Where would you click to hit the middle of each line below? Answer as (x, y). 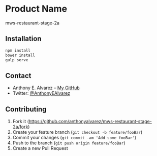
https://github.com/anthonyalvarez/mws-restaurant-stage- (90, 121)
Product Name (36, 9)
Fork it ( (21, 121)
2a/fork (20, 127)
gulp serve (17, 60)
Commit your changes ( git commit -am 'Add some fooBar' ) (74, 138)
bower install (20, 55)
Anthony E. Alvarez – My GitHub (46, 88)
